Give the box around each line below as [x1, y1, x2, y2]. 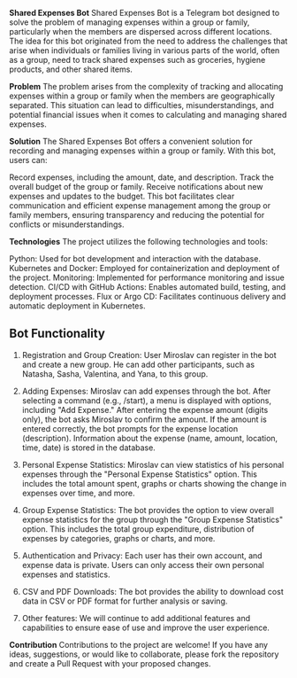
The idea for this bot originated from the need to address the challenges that [9, 35, 288, 46]
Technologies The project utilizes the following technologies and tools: [9, 237, 268, 246]
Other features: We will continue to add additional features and [21, 612, 251, 623]
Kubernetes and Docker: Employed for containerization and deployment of [9, 263, 280, 273]
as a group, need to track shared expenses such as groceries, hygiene [9, 55, 266, 65]
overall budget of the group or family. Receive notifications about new [9, 182, 263, 191]
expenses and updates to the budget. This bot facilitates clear [9, 191, 235, 201]
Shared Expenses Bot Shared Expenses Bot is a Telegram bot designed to [9, 8, 280, 18]
